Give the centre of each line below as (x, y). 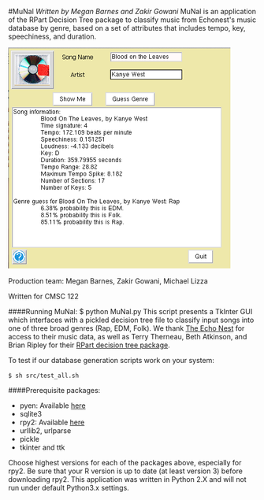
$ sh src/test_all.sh (44, 376)
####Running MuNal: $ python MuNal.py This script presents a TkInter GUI (130, 311)
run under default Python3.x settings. (69, 488)
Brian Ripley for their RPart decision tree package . (89, 345)
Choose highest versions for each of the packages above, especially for (125, 463)
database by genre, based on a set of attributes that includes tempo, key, (127, 28)
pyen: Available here (52, 406)
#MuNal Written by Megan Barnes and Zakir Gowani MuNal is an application (132, 11)
